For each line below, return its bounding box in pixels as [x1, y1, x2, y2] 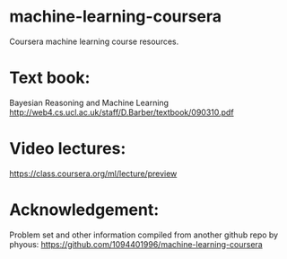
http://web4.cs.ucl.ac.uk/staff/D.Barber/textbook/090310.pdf [9, 106, 235, 118]
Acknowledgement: [9, 200, 160, 219]
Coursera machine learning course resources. [9, 36, 179, 47]
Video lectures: [9, 138, 126, 159]
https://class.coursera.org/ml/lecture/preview [9, 168, 178, 179]
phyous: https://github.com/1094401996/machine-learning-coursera [9, 238, 263, 249]
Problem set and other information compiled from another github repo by [9, 229, 279, 240]
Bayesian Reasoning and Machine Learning [9, 97, 169, 108]
